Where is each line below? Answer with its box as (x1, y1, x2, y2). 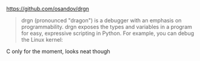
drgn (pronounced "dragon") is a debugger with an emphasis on (21, 17, 182, 24)
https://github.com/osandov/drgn (6, 5, 90, 12)
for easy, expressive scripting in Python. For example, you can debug (21, 30, 195, 37)
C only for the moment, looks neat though (6, 48, 110, 55)
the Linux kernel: (21, 36, 64, 43)
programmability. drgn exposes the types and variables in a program (21, 24, 193, 30)
